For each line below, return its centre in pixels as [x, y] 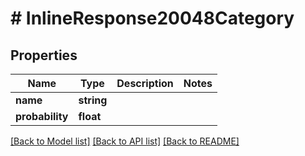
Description [145, 83]
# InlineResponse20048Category [152, 18]
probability [42, 116]
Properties [44, 55]
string [93, 100]
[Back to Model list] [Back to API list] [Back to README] [125, 141]
